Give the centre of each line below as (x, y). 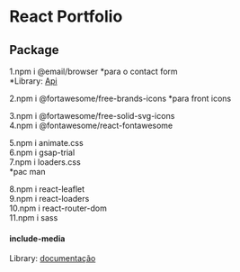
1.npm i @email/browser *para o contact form (93, 71)
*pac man (27, 172)
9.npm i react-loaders (49, 199)
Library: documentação (53, 258)
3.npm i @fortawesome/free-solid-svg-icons (92, 116)
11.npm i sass (34, 218)
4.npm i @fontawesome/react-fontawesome (91, 125)
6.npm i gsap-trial (42, 152)
